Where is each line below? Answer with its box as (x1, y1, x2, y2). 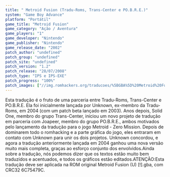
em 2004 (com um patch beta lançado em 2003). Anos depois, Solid (19, 108, 163, 114)
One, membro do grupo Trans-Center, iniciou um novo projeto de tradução (5, 113, 161, 119)
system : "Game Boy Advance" (5, 12, 65, 17)
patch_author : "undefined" (5, 50, 62, 55)
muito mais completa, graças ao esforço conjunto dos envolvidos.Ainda (5, 145, 154, 151)
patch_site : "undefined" (5, 59, 58, 64)
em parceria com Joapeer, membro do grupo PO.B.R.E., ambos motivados (5, 118, 159, 124)
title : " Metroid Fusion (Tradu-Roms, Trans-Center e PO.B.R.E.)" (5, 7, 148, 13)
